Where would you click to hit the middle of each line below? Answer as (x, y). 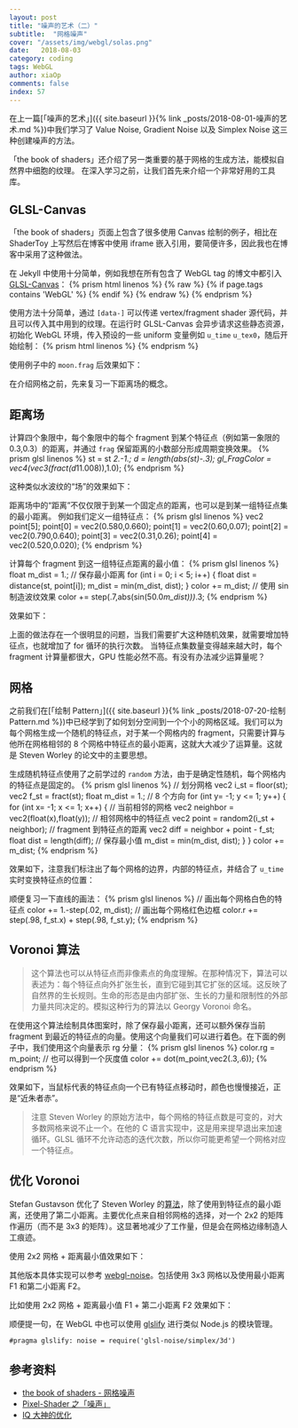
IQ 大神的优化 (47, 1415)
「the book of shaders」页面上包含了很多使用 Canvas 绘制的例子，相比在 (143, 233)
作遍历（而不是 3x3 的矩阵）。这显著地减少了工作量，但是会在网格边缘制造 (145, 1226)
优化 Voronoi (44, 1181)
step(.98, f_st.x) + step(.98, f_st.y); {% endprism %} (104, 919)
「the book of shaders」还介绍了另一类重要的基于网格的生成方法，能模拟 (143, 159)
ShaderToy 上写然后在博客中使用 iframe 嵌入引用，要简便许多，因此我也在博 (149, 243)
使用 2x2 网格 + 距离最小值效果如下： (78, 1256)
